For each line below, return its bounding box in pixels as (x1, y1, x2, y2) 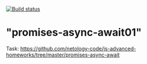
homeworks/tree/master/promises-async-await (6, 51, 120, 58)
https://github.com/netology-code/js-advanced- (20, 45, 136, 52)
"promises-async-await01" (6, 26, 142, 39)
